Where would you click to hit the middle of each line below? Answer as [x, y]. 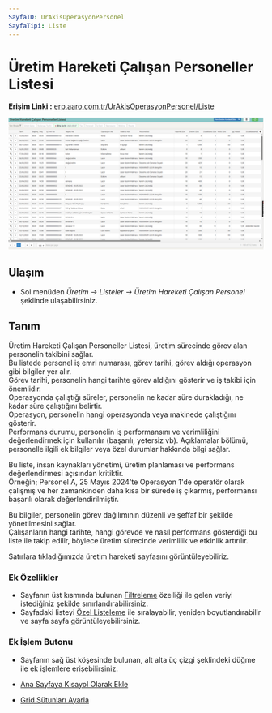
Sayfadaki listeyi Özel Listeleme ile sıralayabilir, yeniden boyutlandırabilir [140, 612]
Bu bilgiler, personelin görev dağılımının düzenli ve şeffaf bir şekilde [121, 514]
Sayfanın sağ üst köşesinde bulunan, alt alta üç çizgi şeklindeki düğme [138, 659]
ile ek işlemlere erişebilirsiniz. [69, 668]
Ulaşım [26, 272]
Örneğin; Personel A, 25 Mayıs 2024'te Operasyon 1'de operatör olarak [127, 482]
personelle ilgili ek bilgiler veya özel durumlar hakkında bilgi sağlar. [119, 449]
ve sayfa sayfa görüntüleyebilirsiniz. [80, 621]
